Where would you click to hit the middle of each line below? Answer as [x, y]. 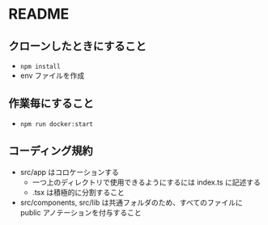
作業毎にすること [51, 103]
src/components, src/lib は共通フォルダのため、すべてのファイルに [131, 202]
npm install [40, 66]
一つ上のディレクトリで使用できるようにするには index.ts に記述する [146, 182]
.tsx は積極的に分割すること [79, 192]
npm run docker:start [56, 124]
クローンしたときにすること [78, 46]
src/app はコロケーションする [69, 172]
